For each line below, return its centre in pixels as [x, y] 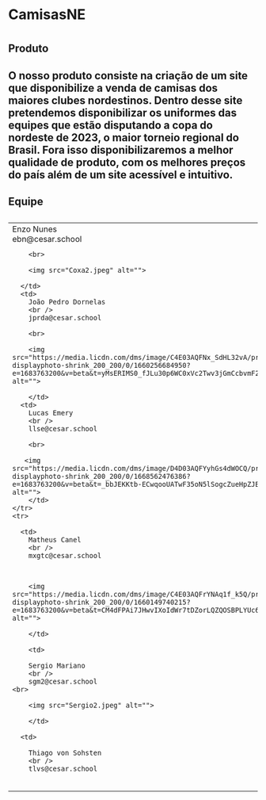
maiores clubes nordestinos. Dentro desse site [125, 100]
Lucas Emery [51, 413]
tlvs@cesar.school [63, 768]
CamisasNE [47, 15]
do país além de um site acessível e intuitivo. [121, 175]
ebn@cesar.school [47, 239]
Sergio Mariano [57, 665]
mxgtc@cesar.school [65, 555]
